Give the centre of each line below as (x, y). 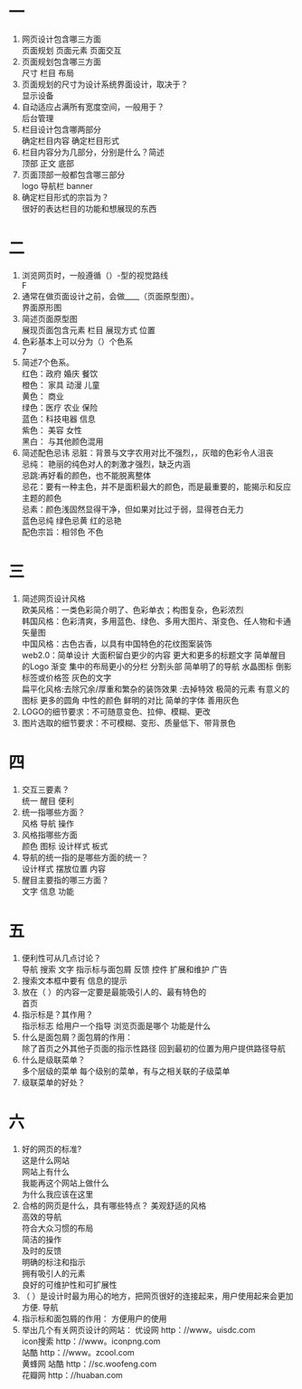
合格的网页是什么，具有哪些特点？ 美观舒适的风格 (114, 1205)
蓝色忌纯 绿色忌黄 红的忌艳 (71, 520)
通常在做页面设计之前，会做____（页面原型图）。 (110, 296)
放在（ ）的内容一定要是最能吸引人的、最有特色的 (114, 992)
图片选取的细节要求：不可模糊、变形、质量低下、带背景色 (128, 723)
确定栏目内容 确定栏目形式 (70, 140)
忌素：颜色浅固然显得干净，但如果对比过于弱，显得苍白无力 (132, 509)
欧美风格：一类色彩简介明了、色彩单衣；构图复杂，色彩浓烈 (132, 609)
